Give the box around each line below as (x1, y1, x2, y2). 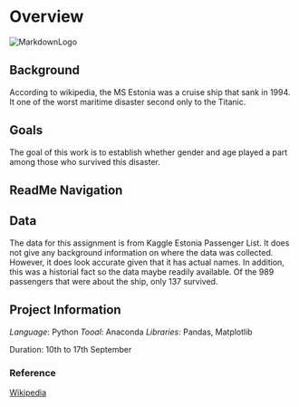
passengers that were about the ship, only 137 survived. (9, 276, 218, 286)
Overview (9, 6, 84, 27)
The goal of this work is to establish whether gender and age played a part (9, 147, 288, 158)
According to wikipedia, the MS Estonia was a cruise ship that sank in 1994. (9, 86, 291, 97)
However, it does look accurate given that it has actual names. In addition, (9, 257, 285, 267)
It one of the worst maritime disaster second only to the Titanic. (9, 96, 246, 107)
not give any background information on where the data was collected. (9, 247, 274, 257)
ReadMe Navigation (9, 182, 123, 198)
